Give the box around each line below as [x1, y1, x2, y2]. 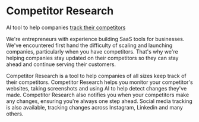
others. [6, 110, 24, 117]
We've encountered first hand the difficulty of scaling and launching [6, 42, 173, 49]
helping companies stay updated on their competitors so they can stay [6, 54, 179, 61]
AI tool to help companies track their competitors [6, 24, 126, 31]
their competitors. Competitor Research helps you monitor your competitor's [6, 79, 193, 86]
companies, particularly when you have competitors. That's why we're [6, 48, 178, 55]
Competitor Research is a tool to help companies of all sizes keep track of [6, 72, 187, 79]
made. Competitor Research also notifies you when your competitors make [6, 91, 189, 98]
